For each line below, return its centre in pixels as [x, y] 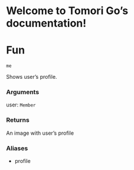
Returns [18, 120]
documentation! [46, 23]
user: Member [21, 105]
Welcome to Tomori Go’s [67, 11]
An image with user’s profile [40, 133]
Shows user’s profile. [32, 77]
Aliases [17, 148]
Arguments [23, 92]
